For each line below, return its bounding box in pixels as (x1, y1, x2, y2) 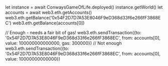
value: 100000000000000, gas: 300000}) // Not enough (5, 40, 122, 46)
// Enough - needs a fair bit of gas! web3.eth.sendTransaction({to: (5, 30, 141, 35)
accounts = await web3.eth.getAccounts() (5, 9, 92, 15)
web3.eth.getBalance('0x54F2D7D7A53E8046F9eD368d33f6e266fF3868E (5, 15, 161, 20)
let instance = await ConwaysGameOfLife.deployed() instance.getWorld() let (5, 4, 163, 10)
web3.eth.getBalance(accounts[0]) (12, 20, 85, 26)
